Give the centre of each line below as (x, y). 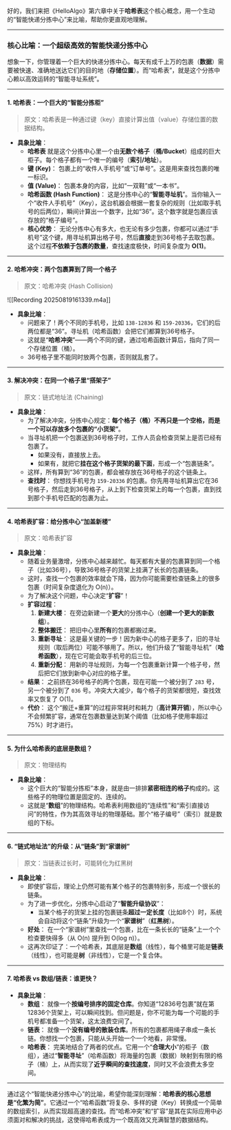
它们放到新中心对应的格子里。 (92, 673)
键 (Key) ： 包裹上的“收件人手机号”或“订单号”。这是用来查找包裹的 (121, 168)
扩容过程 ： (43, 604)
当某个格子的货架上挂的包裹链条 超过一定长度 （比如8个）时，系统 (130, 912)
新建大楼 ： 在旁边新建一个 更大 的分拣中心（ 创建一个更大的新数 (126, 613)
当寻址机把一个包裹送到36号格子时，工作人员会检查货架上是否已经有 (124, 438)
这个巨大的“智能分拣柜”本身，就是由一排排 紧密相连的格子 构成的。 (120, 788)
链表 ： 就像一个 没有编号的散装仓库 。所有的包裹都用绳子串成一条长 (122, 1029)
